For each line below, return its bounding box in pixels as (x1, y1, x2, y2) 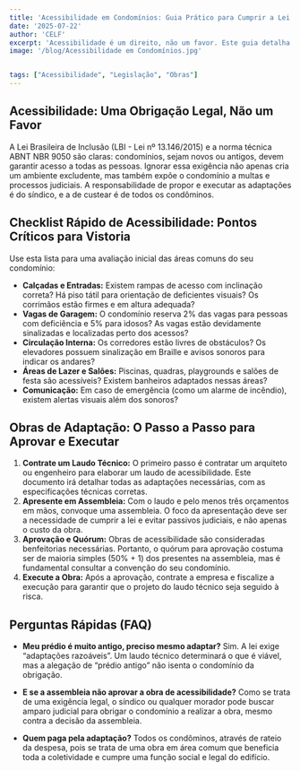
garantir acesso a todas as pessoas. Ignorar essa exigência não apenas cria (9, 160, 289, 171)
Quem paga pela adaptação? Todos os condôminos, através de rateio (21, 732, 282, 744)
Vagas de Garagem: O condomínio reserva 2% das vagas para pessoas (21, 308, 288, 319)
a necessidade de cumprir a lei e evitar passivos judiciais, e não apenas (21, 515, 287, 525)
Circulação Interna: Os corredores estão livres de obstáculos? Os (21, 337, 267, 348)
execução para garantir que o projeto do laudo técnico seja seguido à (21, 582, 279, 593)
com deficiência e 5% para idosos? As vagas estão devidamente (21, 317, 261, 328)
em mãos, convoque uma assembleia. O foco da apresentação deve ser (21, 506, 287, 516)
